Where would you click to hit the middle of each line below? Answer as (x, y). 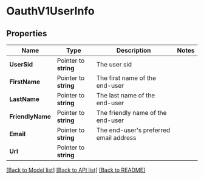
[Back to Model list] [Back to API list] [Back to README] (76, 170)
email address (116, 138)
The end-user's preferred (133, 130)
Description (134, 50)
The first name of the (126, 78)
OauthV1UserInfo (51, 11)
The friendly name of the (131, 113)
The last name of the (126, 95)
